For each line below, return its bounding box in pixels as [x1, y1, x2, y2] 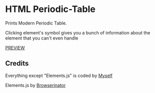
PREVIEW [5, 44, 25, 50]
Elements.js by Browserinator [5, 82, 66, 88]
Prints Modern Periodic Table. [5, 20, 67, 26]
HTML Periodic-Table [5, 3, 96, 15]
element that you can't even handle [5, 35, 79, 41]
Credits [5, 59, 29, 68]
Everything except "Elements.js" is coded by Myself [5, 72, 113, 78]
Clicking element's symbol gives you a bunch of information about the [5, 29, 150, 35]
